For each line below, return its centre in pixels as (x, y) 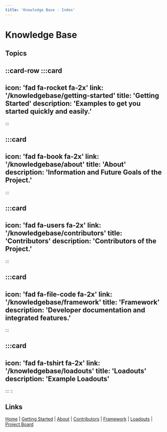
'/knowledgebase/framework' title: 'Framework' (82, 302)
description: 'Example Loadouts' (57, 379)
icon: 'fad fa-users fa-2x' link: (53, 225)
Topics (16, 53)
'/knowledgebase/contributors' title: (64, 233)
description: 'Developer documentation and (75, 310)
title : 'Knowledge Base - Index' (40, 10)
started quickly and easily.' (49, 111)
